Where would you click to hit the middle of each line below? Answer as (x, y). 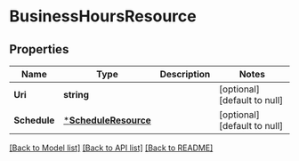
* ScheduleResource (107, 120)
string (77, 95)
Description (185, 74)
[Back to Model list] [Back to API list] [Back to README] (111, 148)
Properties (39, 49)
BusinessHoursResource (103, 16)
